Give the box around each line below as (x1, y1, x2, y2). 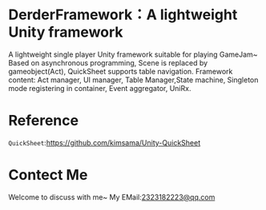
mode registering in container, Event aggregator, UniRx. (8, 83, 191, 93)
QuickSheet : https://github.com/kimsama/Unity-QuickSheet (8, 137, 201, 147)
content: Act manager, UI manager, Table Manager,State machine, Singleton (8, 75, 259, 85)
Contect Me (8, 166, 88, 184)
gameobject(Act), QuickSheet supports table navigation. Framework (8, 66, 233, 76)
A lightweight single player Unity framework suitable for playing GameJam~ (8, 50, 258, 59)
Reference (8, 112, 79, 130)
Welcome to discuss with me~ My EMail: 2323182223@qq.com (8, 192, 216, 202)
